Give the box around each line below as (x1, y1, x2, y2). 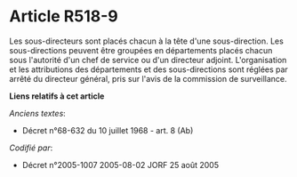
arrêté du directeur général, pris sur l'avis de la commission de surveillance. (9, 73, 287, 84)
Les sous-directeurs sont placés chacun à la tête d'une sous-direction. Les (9, 36, 285, 46)
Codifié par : (9, 142, 53, 153)
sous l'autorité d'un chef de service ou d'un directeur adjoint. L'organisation (9, 54, 287, 65)
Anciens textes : (9, 108, 67, 118)
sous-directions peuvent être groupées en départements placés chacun (9, 44, 273, 55)
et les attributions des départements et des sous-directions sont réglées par (9, 64, 289, 75)
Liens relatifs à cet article (9, 91, 105, 101)
